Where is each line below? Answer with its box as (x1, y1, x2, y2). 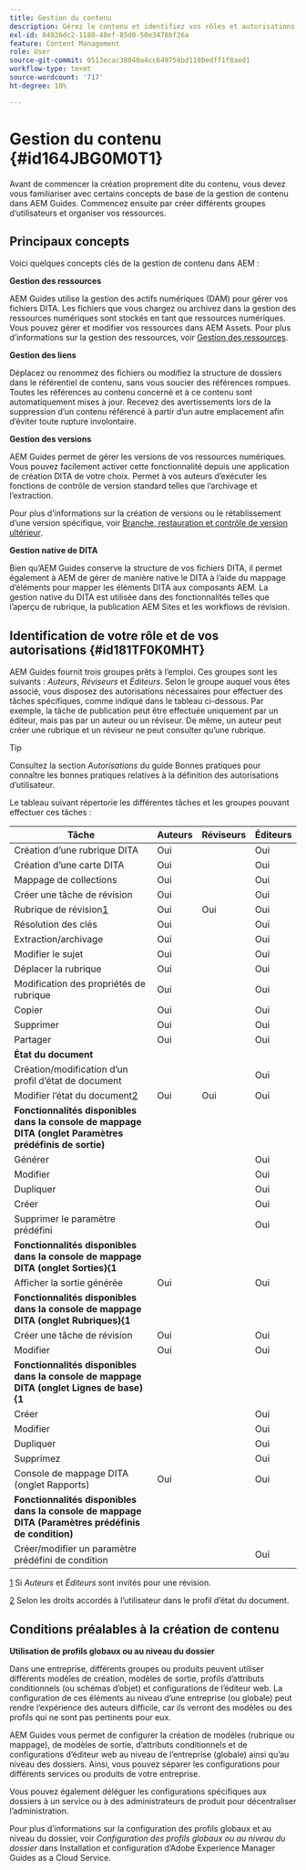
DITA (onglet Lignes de (14, 1381, 116, 1394)
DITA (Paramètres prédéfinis (14, 1517, 141, 1529)
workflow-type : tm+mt (9, 65, 92, 74)
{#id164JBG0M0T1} (9, 148, 164, 169)
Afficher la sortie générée (14, 1276, 123, 1289)
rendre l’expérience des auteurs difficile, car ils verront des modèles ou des (9, 1702, 293, 1713)
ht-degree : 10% (9, 81, 67, 90)
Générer (14, 1153, 50, 1166)
